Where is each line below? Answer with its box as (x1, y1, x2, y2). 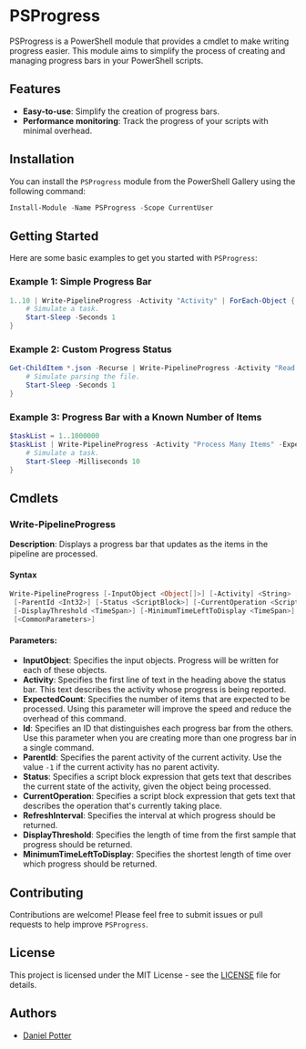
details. (9, 979, 37, 990)
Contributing (9, 885, 84, 900)
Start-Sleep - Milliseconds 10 (25, 457, 141, 466)
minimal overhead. (22, 125, 93, 136)
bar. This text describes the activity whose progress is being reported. (22, 684, 287, 695)
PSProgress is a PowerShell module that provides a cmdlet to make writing (9, 36, 290, 47)
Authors (9, 1005, 57, 1022)
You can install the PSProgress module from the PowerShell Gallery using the (9, 175, 296, 187)
